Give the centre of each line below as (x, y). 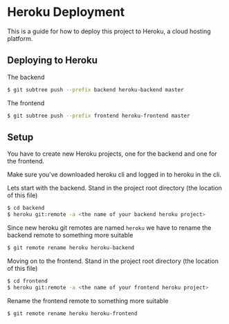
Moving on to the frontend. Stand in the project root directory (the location (113, 261)
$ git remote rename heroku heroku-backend (71, 248)
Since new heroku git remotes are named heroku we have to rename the (109, 228)
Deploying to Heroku (53, 61)
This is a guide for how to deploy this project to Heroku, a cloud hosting (109, 31)
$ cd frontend (28, 281)
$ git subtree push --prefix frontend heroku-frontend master (99, 116)
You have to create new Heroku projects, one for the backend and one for (112, 154)
